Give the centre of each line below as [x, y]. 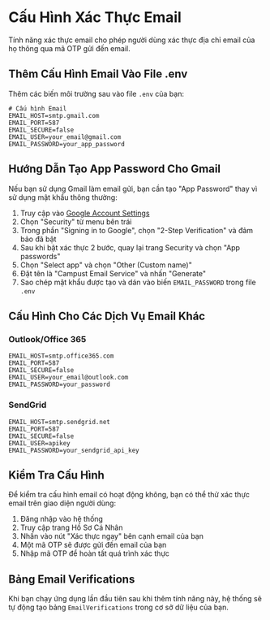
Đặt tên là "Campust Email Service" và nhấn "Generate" [113, 273]
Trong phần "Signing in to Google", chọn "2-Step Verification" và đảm [137, 230]
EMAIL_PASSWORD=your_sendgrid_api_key [74, 450]
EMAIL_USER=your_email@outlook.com [69, 378]
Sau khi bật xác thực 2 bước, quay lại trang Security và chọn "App [130, 247]
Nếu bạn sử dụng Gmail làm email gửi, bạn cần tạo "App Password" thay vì [133, 189]
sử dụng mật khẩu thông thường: [63, 197]
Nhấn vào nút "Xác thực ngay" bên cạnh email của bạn [112, 536]
